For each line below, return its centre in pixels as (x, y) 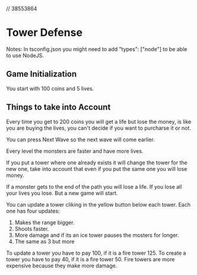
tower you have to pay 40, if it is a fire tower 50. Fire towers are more (90, 259)
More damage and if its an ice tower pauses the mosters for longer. (97, 235)
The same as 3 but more (45, 241)
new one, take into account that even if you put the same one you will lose (97, 168)
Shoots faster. (32, 229)
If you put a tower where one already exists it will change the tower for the (97, 162)
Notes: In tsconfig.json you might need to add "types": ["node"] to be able (97, 49)
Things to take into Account (58, 107)
